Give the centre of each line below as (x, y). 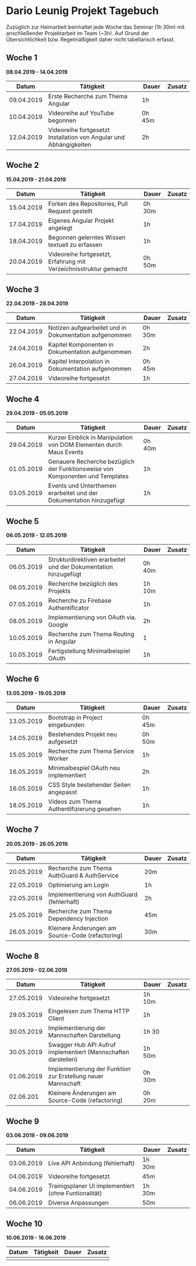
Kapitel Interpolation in (79, 362)
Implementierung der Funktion (90, 1069)
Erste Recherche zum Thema (88, 96)
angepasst (63, 792)
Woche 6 (23, 679)
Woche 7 (22, 830)
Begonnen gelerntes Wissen (87, 237)
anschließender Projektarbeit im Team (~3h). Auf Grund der (78, 33)
